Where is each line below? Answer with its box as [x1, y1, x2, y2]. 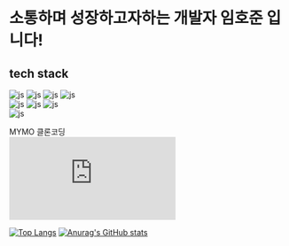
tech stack [9, 65, 69, 81]
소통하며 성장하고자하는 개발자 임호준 [9, 8, 263, 28]
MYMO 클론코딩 [9, 127, 66, 137]
